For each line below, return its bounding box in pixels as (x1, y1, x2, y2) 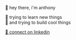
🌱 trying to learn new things (5, 14, 62, 20)
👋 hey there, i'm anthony (5, 5, 56, 10)
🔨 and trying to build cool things (5, 20, 71, 25)
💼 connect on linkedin (5, 29, 50, 35)
